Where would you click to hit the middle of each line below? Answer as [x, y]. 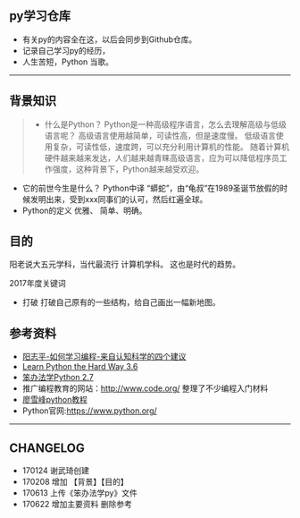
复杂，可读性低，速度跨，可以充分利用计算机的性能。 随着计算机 [171, 147]
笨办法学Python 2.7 [58, 378]
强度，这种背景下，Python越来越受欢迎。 [128, 169]
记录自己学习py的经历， [66, 50]
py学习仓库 [40, 16]
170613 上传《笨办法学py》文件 [80, 493]
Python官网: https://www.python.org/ [90, 411]
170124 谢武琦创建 [56, 471]
